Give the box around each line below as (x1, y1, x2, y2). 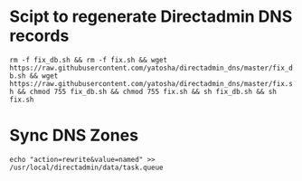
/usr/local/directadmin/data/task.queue (9, 163, 165, 172)
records (9, 25, 70, 46)
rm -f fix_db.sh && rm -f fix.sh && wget (9, 55, 168, 64)
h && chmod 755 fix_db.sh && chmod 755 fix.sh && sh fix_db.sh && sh (9, 87, 278, 96)
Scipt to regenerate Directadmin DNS (9, 6, 293, 27)
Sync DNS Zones (9, 125, 138, 146)
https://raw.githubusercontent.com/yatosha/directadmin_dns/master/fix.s (9, 79, 294, 88)
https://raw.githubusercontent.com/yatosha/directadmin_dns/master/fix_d (9, 63, 294, 72)
